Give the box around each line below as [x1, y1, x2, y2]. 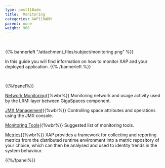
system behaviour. [5, 148, 43, 154]
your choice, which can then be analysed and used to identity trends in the [5, 142, 157, 149]
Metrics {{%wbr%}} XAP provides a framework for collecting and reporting [5, 132, 157, 138]
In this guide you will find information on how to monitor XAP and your [5, 58, 148, 64]
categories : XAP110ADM [5, 16, 52, 21]
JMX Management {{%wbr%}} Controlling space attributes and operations [5, 108, 156, 113]
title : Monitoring [5, 12, 45, 17]
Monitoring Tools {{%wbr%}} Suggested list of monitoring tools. [5, 122, 134, 128]
